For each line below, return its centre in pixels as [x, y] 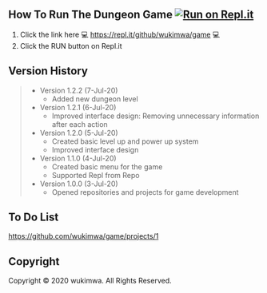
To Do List [34, 218]
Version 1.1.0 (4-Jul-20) [78, 158]
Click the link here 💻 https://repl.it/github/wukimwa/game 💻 [120, 34]
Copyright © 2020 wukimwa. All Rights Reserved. [90, 281]
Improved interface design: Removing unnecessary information [155, 116]
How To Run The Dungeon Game [91, 15]
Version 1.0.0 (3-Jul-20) [79, 184]
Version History [48, 71]
